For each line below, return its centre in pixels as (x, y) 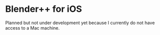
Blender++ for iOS (44, 9)
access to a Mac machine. (33, 28)
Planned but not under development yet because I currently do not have (80, 23)
